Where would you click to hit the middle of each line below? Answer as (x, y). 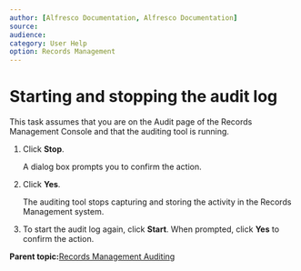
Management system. (63, 212)
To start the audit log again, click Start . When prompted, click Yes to (151, 229)
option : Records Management (63, 52)
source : (24, 26)
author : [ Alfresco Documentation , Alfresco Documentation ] (124, 18)
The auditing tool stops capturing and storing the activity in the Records (157, 202)
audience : (28, 35)
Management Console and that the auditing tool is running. (120, 132)
